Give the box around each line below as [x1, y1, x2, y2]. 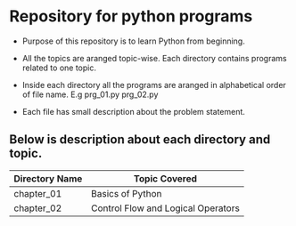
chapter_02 [13, 202, 62, 214]
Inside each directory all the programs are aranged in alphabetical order [21, 79, 287, 90]
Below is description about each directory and [9, 132, 271, 148]
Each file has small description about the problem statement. [21, 106, 245, 117]
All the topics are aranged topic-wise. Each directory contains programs [21, 52, 287, 63]
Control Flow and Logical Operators [90, 202, 241, 214]
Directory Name [13, 172, 83, 184]
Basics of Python [90, 187, 162, 199]
